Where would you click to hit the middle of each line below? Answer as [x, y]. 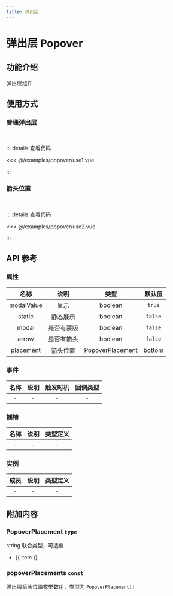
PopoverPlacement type [42, 531]
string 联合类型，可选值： [38, 545]
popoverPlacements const [45, 573]
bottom [154, 350]
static [26, 317]
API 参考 [22, 258]
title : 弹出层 [22, 12]
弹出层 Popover [45, 43]
